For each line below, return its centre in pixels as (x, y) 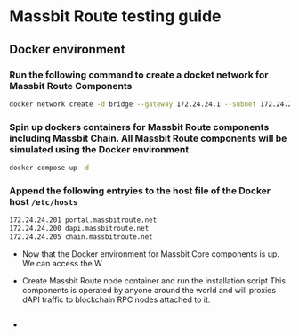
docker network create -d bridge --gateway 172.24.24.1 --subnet (133, 104)
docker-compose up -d (49, 168)
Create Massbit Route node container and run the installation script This (154, 280)
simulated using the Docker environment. (101, 149)
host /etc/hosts (44, 201)
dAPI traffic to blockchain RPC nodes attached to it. (116, 299)
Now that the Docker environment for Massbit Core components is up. (151, 254)
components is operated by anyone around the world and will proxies (149, 290)
